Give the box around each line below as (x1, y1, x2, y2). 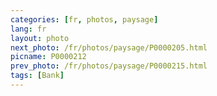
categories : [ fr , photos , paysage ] (10, 14, 159, 25)
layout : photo (10, 33, 70, 43)
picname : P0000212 (10, 52, 87, 62)
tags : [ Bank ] (10, 71, 65, 81)
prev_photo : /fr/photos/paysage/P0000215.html (10, 61, 208, 71)
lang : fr (10, 24, 47, 34)
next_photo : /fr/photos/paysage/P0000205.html (10, 42, 208, 53)
